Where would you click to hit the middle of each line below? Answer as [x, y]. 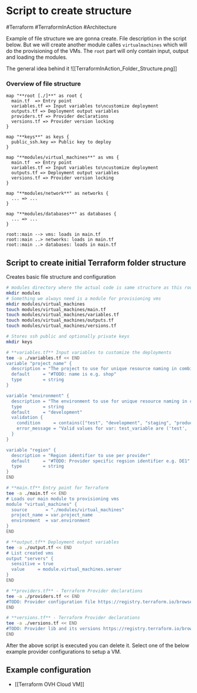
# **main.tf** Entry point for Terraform [57, 488]
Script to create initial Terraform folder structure [96, 263]
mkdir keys [19, 342]
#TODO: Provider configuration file [51, 602]
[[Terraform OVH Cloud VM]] [50, 684]
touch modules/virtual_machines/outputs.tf [60, 320]
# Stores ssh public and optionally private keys [68, 337]
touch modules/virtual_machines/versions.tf [61, 326]
